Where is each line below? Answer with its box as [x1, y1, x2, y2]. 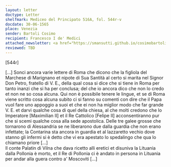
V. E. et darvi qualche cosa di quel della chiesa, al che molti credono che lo [5, 107, 162, 113]
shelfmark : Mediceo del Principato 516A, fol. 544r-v [5, 17, 122, 22]
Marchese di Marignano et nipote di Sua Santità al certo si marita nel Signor [5, 74, 164, 80]
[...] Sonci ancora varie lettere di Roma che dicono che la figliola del [5, 69, 147, 75]
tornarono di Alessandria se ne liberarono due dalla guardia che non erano [5, 123, 161, 129]
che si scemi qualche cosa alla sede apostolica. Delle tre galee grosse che [5, 118, 161, 124]
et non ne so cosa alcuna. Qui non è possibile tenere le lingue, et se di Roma [5, 91, 165, 97]
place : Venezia [5, 26, 38, 32]
